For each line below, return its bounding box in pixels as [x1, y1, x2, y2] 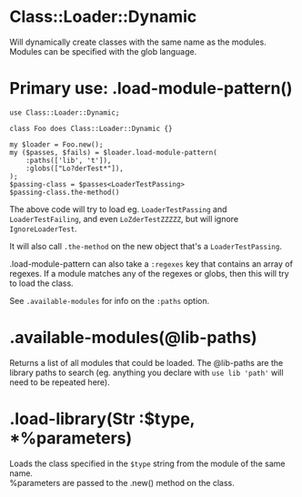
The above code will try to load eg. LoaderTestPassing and [9, 203, 227, 215]
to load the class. [9, 278, 75, 289]
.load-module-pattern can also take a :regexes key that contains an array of [9, 258, 294, 269]
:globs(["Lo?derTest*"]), [25, 164, 125, 173]
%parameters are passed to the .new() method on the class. [9, 477, 235, 488]
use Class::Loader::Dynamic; [9, 107, 120, 117]
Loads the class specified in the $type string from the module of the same [9, 458, 286, 469]
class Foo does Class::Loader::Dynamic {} [9, 124, 173, 133]
